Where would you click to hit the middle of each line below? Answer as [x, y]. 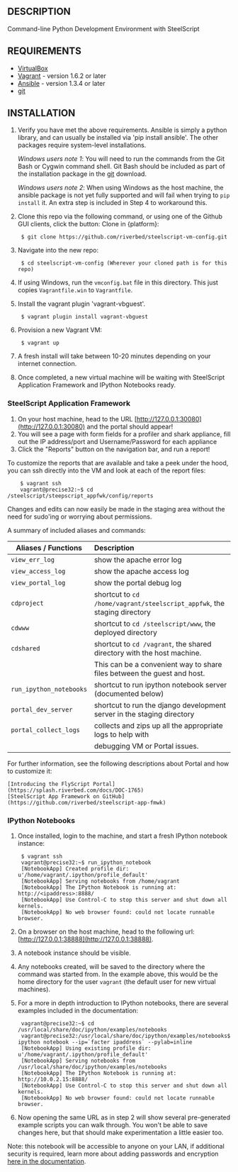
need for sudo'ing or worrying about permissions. [80, 516]
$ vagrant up [40, 343]
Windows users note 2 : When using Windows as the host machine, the [120, 188]
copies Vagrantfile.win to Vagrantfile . [75, 290]
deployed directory [125, 632]
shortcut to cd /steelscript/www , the [155, 624]
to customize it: [30, 771]
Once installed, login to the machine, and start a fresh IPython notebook [123, 836]
